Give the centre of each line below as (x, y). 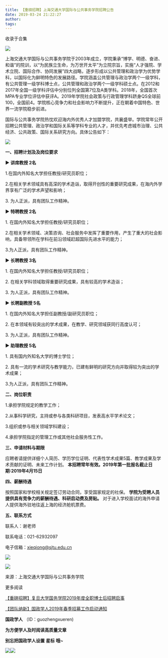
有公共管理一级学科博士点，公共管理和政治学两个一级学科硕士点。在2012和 (82, 84)
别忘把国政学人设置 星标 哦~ (34, 641)
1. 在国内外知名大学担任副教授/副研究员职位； (52, 314)
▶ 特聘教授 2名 (21, 211)
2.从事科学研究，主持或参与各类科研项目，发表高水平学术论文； (71, 416)
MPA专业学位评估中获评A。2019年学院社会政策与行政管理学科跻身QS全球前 (83, 96)
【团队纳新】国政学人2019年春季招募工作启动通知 (56, 609)
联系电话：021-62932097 (31, 537)
